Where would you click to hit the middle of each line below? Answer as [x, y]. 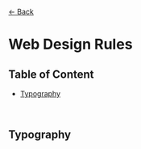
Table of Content [51, 74]
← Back [21, 12]
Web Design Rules [70, 45]
